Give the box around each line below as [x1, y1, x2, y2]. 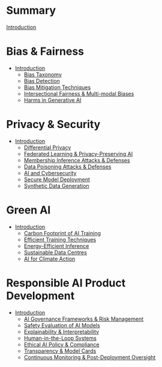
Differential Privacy [23, 144, 71, 151]
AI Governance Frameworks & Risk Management [23, 315, 144, 322]
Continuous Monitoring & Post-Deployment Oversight [23, 353, 156, 361]
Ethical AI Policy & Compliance [23, 341, 100, 348]
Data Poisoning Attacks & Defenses [23, 163, 112, 170]
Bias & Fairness [6, 45, 85, 58]
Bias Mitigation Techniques [23, 84, 91, 91]
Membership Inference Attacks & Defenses [23, 156, 130, 164]
